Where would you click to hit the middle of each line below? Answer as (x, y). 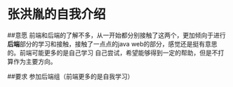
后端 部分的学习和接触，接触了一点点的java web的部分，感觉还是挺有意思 (112, 43)
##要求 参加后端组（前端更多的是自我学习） (71, 76)
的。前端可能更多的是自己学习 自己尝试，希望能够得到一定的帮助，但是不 (113, 53)
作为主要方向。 (35, 61)
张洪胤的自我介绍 (57, 14)
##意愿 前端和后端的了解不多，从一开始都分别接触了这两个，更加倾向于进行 (116, 35)
